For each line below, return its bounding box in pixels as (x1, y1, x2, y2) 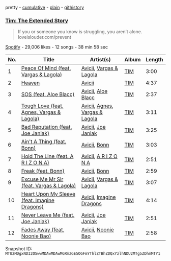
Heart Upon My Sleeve (21, 191, 75, 198)
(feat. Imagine (21, 197, 55, 204)
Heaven (21, 79, 40, 86)
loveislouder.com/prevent (17, 34, 71, 40)
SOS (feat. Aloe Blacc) (21, 91, 75, 98)
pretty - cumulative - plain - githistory (5, 5, 84, 10)
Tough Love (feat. (21, 102, 64, 109)
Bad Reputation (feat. (21, 124, 72, 131)
